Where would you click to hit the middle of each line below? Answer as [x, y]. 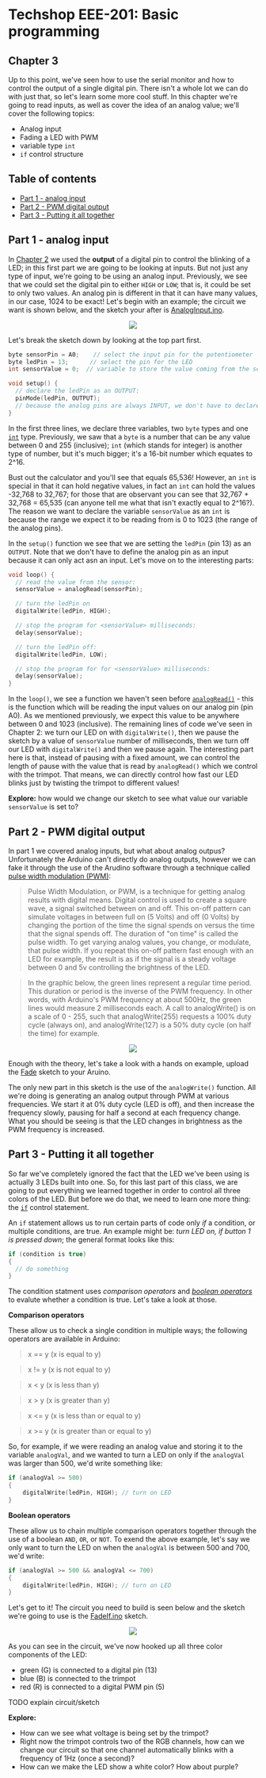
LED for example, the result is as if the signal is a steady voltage [132, 958]
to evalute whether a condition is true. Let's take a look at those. [113, 1300]
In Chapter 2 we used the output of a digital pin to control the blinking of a [129, 259]
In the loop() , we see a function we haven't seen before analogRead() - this [131, 699]
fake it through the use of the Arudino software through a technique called [129, 867]
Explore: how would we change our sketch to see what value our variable [128, 798]
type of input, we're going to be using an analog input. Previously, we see [128, 276]
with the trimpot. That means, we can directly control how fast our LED [123, 774]
